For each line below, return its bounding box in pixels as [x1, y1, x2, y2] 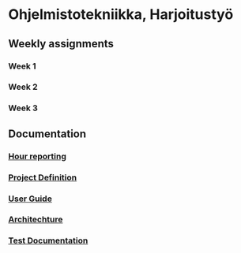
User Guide [8, 193, 53, 204]
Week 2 [8, 81, 38, 92]
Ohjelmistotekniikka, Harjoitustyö [8, 6, 234, 24]
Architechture [8, 214, 63, 225]
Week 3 [8, 102, 38, 113]
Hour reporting [8, 151, 67, 162]
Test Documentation [8, 235, 88, 246]
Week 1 [8, 61, 37, 72]
